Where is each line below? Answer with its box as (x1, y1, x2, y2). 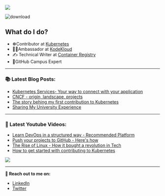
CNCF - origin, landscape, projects (12, 94, 83, 100)
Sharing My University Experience (12, 104, 82, 110)
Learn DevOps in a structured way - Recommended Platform (12, 132, 135, 138)
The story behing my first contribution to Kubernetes (12, 99, 119, 105)
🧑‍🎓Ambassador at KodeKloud (12, 46, 72, 52)
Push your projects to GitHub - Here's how (12, 137, 99, 143)
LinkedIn (12, 180, 30, 186)
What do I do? (5, 28, 48, 36)
